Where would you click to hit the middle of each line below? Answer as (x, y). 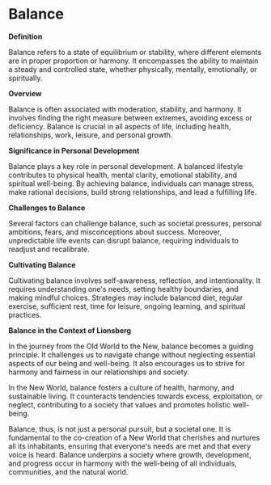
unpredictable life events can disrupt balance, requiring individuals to (123, 240)
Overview (25, 93)
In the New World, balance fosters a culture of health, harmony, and (121, 387)
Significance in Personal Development (74, 150)
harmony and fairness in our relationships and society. (99, 372)
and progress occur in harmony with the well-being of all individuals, (123, 463)
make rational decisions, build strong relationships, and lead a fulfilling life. (133, 192)
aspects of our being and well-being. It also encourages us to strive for (127, 363)
